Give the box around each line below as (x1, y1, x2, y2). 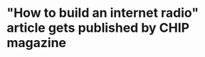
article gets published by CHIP (6, 20, 190, 36)
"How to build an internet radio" (6, 5, 199, 21)
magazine (6, 35, 67, 51)
